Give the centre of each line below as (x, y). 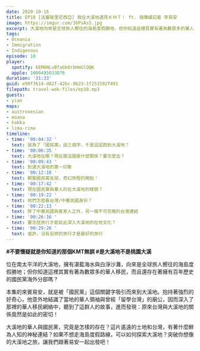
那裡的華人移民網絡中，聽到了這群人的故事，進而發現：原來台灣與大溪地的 (97, 307)
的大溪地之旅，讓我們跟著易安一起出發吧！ (58, 341)
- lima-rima (21, 128)
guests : (16, 95)
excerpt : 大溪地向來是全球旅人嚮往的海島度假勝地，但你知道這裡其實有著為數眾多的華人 (100, 28)
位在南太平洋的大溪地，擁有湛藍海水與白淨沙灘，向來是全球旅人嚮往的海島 (97, 264)
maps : (13, 106)
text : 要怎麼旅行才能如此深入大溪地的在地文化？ (64, 223)
